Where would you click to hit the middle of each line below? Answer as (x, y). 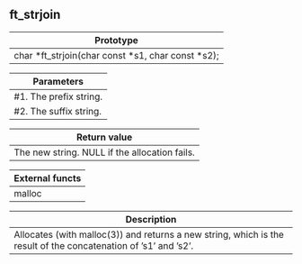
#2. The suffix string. (58, 111)
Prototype (116, 40)
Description (151, 219)
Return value (104, 137)
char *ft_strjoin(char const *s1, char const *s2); (116, 55)
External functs (48, 178)
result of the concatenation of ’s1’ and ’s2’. (104, 245)
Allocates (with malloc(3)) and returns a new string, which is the (149, 234)
